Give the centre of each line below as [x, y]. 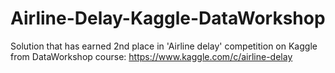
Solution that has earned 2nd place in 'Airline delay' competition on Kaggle [164, 46]
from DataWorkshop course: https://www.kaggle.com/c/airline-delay [151, 56]
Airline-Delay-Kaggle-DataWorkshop [168, 18]
